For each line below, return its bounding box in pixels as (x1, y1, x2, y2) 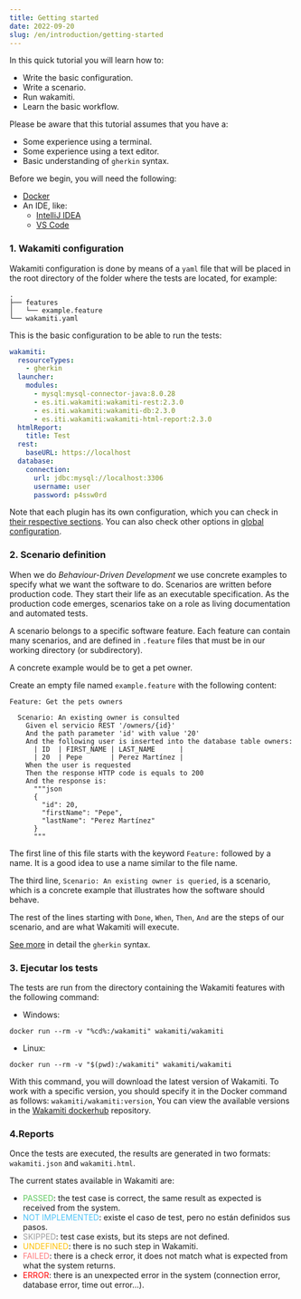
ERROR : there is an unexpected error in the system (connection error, (22, 1270, 281, 1281)
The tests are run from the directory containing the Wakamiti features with (9, 982, 286, 993)
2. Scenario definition (9, 549, 107, 562)
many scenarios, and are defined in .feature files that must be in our (9, 635, 266, 646)
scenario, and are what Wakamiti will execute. (9, 921, 180, 932)
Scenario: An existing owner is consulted (17, 713, 180, 722)
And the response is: (25, 776, 107, 785)
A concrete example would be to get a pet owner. (9, 662, 193, 673)
